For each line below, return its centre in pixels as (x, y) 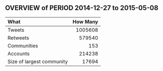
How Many (85, 21)
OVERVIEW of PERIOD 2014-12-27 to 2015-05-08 (82, 8)
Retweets (18, 37)
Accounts (19, 53)
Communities (23, 46)
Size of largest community (38, 61)
